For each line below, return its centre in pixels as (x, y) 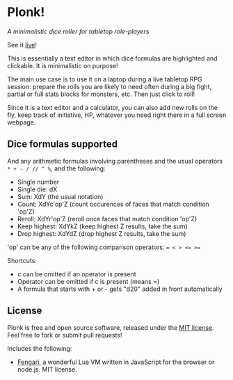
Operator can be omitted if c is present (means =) (88, 281)
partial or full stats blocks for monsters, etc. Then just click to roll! (101, 94)
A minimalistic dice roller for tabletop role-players (78, 31)
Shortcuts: (22, 260)
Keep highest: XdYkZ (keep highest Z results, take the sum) (102, 226)
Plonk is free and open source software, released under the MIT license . (111, 327)
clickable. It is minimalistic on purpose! (63, 65)
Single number (38, 182)
